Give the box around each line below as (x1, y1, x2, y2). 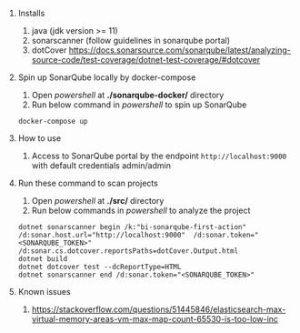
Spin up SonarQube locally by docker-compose (17, 72, 196, 83)
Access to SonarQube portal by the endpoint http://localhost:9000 (31, 150, 287, 161)
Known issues (17, 287, 71, 297)
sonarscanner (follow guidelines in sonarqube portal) (31, 35, 230, 45)
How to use (17, 133, 62, 144)
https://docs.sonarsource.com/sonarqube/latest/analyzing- (68, 45, 291, 55)
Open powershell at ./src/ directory (31, 196, 165, 206)
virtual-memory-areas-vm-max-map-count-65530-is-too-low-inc (31, 314, 279, 324)
